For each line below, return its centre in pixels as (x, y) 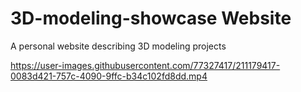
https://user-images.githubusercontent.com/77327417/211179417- (145, 65)
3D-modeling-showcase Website (151, 18)
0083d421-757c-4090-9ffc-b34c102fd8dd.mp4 (109, 76)
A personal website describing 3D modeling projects (118, 46)
